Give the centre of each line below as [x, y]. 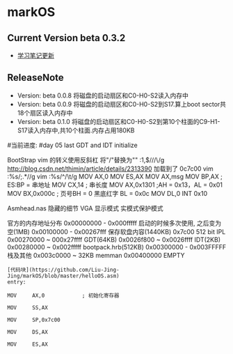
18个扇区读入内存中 [45, 113]
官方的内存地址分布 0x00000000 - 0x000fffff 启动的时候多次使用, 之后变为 [114, 223]
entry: [17, 282]
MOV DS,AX [28, 332]
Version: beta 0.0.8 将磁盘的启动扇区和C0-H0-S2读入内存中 [103, 95]
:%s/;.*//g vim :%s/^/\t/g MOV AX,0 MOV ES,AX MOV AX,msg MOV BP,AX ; [115, 176]
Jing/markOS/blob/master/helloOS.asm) [63, 276]
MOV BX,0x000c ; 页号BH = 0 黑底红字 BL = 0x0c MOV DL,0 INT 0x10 [107, 193]
